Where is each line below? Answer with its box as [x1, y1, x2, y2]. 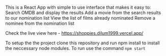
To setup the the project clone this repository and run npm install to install [5, 40, 160, 46]
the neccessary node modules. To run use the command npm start [5, 45, 146, 51]
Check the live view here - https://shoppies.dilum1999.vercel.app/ [5, 30, 144, 36]
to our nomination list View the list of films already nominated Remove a [5, 15, 155, 21]
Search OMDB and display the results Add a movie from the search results [5, 10, 161, 16]
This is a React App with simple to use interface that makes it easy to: [5, 5, 151, 10]
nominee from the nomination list [5, 20, 75, 26]
